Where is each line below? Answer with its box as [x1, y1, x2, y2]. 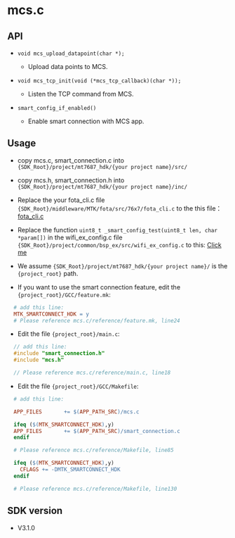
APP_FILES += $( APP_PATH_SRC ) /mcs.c [13, 408, 140, 415]
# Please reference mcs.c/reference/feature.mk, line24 [13, 317, 180, 324]
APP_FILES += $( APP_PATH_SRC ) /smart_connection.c [13, 427, 180, 434]
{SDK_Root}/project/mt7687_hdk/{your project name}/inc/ [17, 183, 188, 190]
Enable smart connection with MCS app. [27, 117, 145, 125]
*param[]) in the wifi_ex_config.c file [17, 233, 123, 242]
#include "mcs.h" [13, 356, 65, 364]
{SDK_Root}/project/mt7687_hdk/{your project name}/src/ [17, 163, 188, 170]
